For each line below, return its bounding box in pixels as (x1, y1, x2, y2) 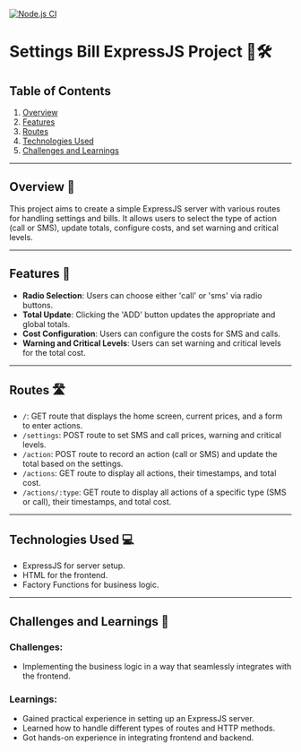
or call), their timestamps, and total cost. (21, 497, 172, 507)
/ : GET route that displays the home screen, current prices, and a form (21, 411, 283, 421)
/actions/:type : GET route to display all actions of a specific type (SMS (21, 487, 287, 497)
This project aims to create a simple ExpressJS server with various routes (9, 203, 280, 214)
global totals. (21, 318, 71, 329)
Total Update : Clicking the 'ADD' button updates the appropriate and (21, 309, 276, 320)
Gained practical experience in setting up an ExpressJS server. (21, 713, 255, 724)
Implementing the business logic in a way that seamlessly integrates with (21, 661, 292, 671)
